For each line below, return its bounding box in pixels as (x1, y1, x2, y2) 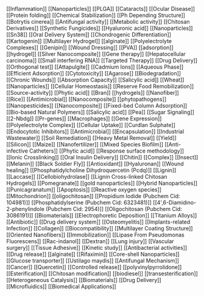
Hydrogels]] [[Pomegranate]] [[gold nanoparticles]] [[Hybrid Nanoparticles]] (6, 179, 198, 187)
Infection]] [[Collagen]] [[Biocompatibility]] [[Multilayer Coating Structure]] (6, 225, 193, 232)
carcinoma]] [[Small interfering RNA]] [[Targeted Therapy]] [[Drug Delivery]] (6, 57, 198, 64)
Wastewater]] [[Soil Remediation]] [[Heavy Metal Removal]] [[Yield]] (6, 134, 177, 142)
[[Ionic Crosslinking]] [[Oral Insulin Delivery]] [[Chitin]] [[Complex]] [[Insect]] (6, 154, 199, 160)
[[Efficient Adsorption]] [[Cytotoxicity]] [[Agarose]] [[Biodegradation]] (6, 70, 181, 77)
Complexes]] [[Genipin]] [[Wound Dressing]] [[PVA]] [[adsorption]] (6, 44, 174, 51)
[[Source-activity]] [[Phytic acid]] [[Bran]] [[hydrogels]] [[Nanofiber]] (6, 89, 180, 96)
